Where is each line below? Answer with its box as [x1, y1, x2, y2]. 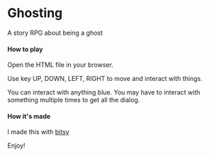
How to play [7, 45, 43, 53]
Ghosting [7, 5, 63, 21]
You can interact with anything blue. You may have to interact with [7, 88, 200, 97]
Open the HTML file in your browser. [7, 60, 113, 69]
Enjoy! [7, 141, 26, 150]
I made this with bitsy [7, 128, 69, 136]
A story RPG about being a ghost [7, 28, 103, 37]
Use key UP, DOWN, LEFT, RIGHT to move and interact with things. [7, 75, 203, 83]
